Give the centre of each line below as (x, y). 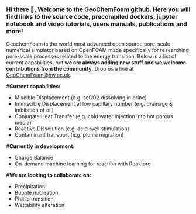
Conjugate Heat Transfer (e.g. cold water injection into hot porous (94, 116)
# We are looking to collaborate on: (49, 175)
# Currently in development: (40, 146)
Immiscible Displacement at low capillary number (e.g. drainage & (93, 104)
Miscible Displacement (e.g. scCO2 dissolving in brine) (81, 98)
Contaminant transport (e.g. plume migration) (69, 135)
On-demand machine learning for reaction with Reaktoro (82, 164)
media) (23, 123)
